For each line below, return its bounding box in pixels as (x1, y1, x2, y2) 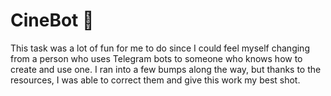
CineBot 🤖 (10, 9, 95, 32)
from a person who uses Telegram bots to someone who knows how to (10, 52, 303, 64)
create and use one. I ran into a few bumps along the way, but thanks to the (10, 63, 322, 75)
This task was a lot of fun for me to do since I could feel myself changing (10, 42, 310, 54)
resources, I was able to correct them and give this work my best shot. (10, 74, 301, 86)
